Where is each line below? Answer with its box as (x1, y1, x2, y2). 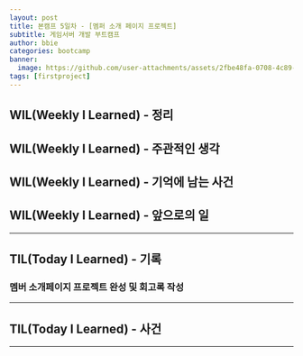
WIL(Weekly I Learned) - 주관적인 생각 (9, 141, 221, 156)
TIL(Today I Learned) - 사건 (9, 321, 162, 336)
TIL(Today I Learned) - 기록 (9, 251, 162, 267)
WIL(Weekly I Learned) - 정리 (9, 107, 174, 123)
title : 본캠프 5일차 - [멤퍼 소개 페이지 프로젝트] (9, 22, 178, 31)
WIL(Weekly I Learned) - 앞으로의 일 (9, 208, 209, 224)
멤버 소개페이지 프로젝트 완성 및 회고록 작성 (9, 281, 185, 294)
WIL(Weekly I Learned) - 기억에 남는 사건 (9, 174, 234, 189)
